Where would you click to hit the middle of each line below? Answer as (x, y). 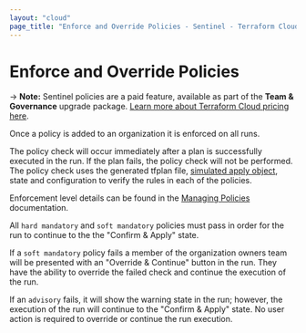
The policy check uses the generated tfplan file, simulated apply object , (143, 171)
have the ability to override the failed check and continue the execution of (148, 272)
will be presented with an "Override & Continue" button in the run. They (143, 263)
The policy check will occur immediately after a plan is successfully (136, 151)
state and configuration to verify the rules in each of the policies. (131, 181)
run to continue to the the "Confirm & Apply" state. (104, 235)
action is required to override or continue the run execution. (121, 319)
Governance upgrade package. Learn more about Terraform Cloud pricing (149, 107)
